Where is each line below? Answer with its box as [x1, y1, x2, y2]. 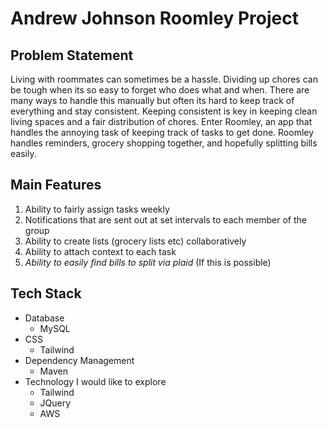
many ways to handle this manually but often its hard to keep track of [10, 95, 295, 106]
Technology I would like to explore [24, 375, 167, 387]
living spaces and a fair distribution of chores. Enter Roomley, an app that [10, 116, 313, 127]
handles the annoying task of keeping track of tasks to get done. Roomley [10, 127, 315, 138]
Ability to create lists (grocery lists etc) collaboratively [24, 235, 247, 247]
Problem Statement [10, 47, 134, 64]
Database [24, 312, 65, 324]
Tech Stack [10, 285, 82, 302]
